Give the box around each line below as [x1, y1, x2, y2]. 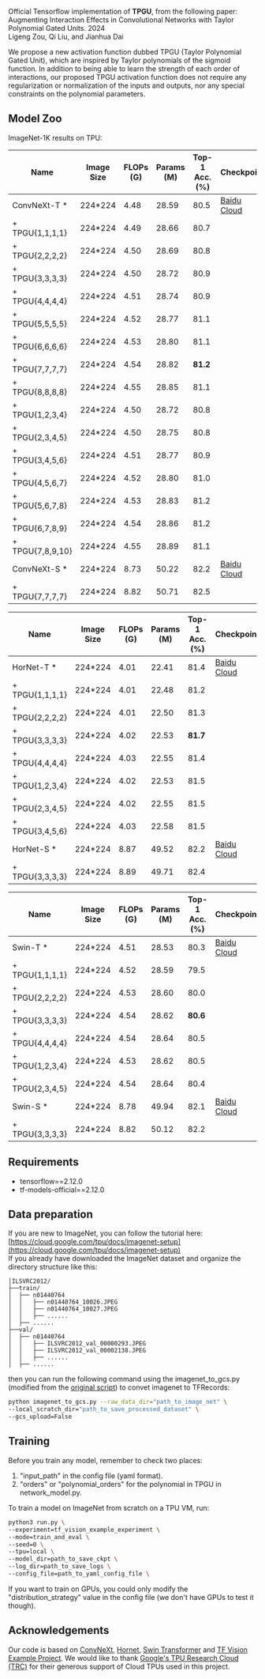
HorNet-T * [12, 662, 57, 673]
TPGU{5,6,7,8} [12, 500, 68, 511]
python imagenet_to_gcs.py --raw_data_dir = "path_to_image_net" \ [8, 1398, 227, 1406]
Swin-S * [12, 1100, 48, 1111]
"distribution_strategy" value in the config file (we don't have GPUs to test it [8, 1592, 254, 1602]
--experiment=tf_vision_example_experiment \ [8, 1526, 160, 1534]
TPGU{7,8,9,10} [12, 545, 73, 557]
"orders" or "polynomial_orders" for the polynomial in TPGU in [19, 1479, 222, 1488]
